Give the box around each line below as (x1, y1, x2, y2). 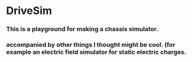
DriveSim (6, 4, 52, 18)
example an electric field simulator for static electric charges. (6, 48, 187, 56)
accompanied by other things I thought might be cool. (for (6, 41, 175, 49)
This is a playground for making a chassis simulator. (6, 25, 158, 33)
